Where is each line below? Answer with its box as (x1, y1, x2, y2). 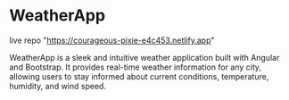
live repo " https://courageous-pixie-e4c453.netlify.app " (9, 35, 215, 46)
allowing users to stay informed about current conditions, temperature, (9, 71, 269, 81)
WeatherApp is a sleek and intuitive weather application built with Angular (9, 52, 280, 62)
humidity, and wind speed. (9, 80, 107, 91)
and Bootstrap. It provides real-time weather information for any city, (9, 62, 261, 72)
